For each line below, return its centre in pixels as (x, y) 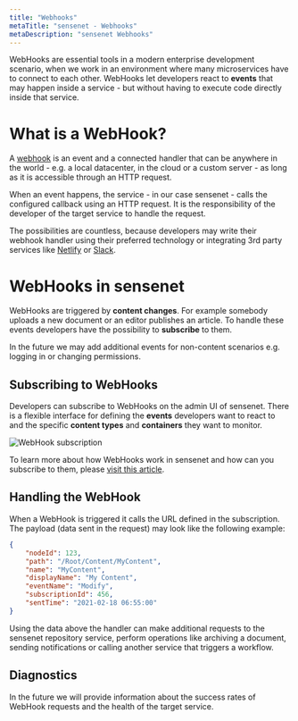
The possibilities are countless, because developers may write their (133, 231)
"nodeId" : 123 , (54, 553)
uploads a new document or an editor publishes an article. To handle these (146, 320)
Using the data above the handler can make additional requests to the (137, 628)
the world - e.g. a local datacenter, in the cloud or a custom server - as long (148, 168)
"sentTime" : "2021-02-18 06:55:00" (91, 603)
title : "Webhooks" (43, 17)
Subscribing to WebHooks (83, 385)
